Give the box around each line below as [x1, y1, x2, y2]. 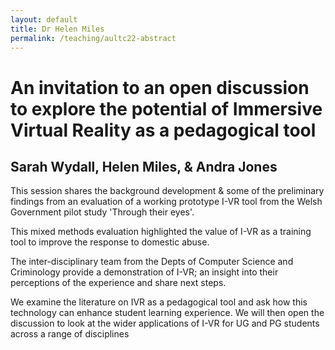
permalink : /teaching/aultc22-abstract [10, 33, 177, 43]
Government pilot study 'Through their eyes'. [10, 206, 195, 218]
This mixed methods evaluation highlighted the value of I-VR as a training [10, 226, 312, 238]
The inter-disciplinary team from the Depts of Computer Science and [10, 256, 294, 268]
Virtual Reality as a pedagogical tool [10, 119, 317, 141]
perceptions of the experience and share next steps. [10, 277, 227, 289]
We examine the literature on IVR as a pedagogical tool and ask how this [10, 296, 308, 308]
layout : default [10, 14, 78, 25]
